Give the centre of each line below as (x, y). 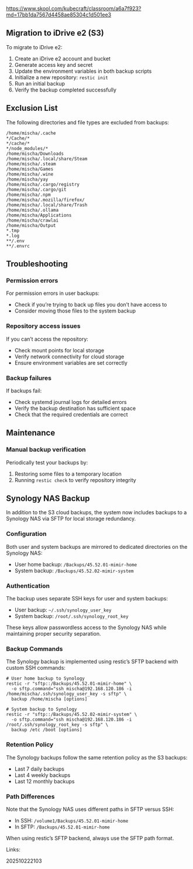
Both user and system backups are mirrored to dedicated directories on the (97, 546)
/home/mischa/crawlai (32, 220)
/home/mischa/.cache (31, 133)
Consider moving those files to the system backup (75, 311)
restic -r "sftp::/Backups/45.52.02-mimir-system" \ (72, 715)
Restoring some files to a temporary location (68, 474)
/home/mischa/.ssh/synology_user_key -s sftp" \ (66, 694)
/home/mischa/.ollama (32, 210)
